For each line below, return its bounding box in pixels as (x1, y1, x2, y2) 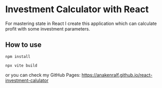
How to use (5, 41, 42, 49)
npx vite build (5, 63, 38, 68)
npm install (5, 54, 30, 59)
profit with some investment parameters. (5, 25, 90, 32)
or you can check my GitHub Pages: (5, 72, 81, 78)
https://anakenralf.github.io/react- (81, 72, 153, 78)
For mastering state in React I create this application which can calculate (5, 20, 157, 26)
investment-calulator (5, 77, 49, 83)
